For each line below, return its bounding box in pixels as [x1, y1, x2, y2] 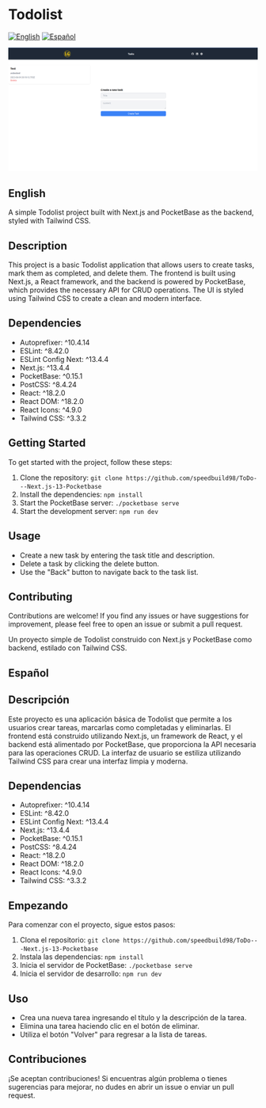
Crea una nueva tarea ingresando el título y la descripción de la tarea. [19, 1012, 247, 1022]
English [8, 186, 46, 200]
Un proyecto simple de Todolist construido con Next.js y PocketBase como [8, 635, 253, 645]
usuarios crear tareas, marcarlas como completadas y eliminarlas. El [8, 722, 231, 732]
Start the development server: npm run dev [19, 506, 158, 516]
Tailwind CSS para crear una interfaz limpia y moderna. [8, 756, 188, 766]
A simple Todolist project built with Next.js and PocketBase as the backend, [8, 208, 255, 217]
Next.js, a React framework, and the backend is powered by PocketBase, [8, 277, 246, 287]
